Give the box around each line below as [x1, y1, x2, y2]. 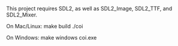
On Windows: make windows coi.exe [6, 34, 97, 41]
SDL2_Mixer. [6, 11, 38, 18]
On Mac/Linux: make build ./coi [6, 23, 83, 29]
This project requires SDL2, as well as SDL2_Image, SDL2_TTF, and [6, 5, 173, 12]
